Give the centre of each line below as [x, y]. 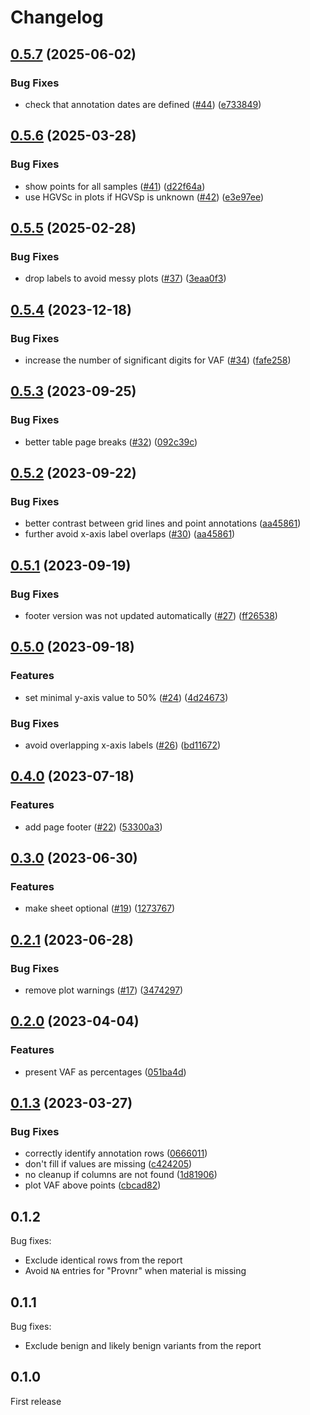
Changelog [57, 17]
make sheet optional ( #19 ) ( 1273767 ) [100, 908]
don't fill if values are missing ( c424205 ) [108, 1164]
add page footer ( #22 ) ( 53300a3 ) [93, 827]
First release [36, 1401]
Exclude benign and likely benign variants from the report [143, 1346]
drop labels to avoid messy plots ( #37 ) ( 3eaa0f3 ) [125, 278]
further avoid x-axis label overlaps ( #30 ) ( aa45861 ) [130, 534]
